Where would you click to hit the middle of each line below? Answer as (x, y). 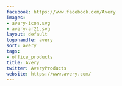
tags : (13, 51)
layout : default (27, 35)
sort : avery (21, 46)
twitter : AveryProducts (37, 68)
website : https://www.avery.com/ (49, 74)
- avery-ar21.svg (28, 29)
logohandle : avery (30, 40)
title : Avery (23, 62)
